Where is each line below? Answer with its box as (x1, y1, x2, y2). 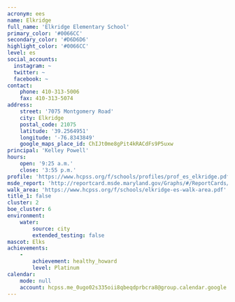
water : (20, 219, 39, 226)
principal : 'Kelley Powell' (7, 147, 90, 154)
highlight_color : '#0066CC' (7, 43, 90, 50)
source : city (32, 225, 71, 232)
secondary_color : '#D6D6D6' (7, 36, 90, 43)
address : (7, 102, 33, 109)
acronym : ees (7, 10, 45, 18)
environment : (7, 212, 45, 219)
